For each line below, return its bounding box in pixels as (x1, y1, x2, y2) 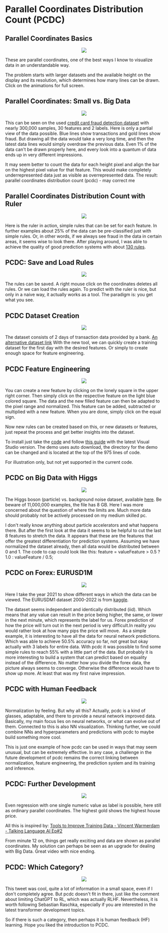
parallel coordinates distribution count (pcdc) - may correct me (5, 177, 135, 183)
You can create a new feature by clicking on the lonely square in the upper (5, 388, 158, 394)
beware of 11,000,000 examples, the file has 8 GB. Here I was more (5, 501, 143, 507)
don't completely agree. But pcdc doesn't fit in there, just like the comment (5, 891, 159, 897)
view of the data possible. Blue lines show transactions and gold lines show (5, 130, 161, 136)
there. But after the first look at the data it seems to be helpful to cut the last (5, 527, 161, 533)
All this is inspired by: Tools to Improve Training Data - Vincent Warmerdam (5, 823, 160, 829)
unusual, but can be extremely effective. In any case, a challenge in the (5, 749, 152, 755)
